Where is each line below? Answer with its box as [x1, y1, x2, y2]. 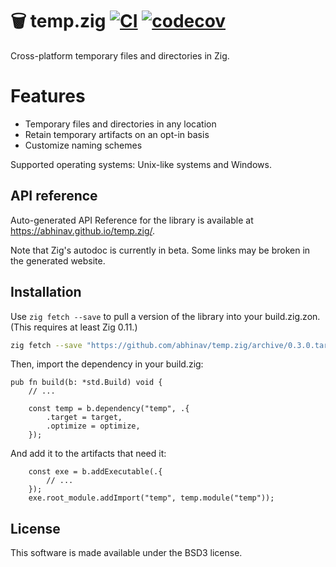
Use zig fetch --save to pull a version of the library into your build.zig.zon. [10, 310, 321, 322]
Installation [10, 284, 82, 301]
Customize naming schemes [24, 139, 143, 151]
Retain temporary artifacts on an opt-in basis [24, 128, 210, 140]
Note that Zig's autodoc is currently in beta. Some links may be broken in [10, 244, 311, 256]
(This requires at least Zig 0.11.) [10, 321, 138, 333]
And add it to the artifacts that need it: [10, 448, 167, 460]
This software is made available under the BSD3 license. [10, 547, 243, 559]
